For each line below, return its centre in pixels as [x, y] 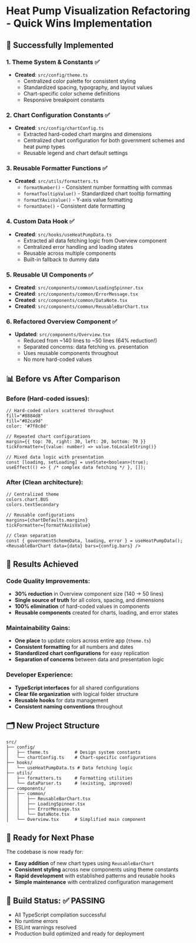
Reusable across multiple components [70, 253]
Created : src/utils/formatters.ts [57, 181]
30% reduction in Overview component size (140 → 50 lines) [89, 594]
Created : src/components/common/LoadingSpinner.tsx [79, 288]
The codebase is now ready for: [45, 852]
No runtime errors [36, 921]
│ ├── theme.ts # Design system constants [74, 753]
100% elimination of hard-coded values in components [82, 606]
